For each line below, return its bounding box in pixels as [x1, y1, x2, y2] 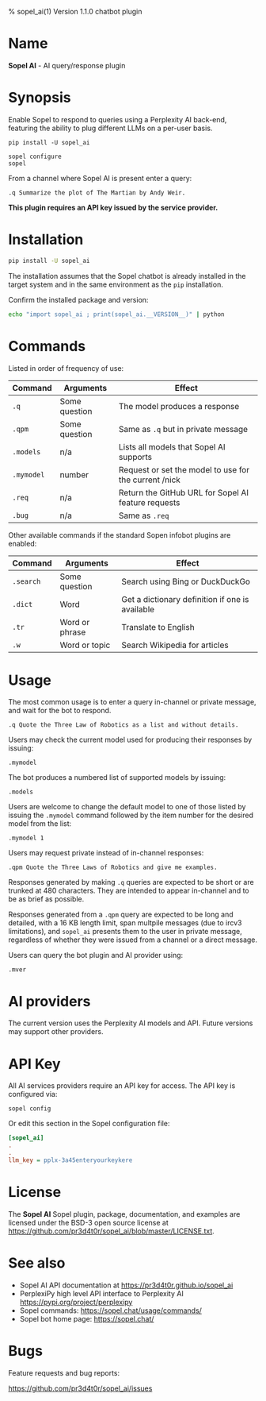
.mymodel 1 [8, 834, 44, 843]
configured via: [8, 1090, 58, 1099]
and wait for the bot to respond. [8, 706, 112, 716]
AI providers [8, 992, 91, 1010]
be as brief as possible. [8, 894, 85, 904]
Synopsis [8, 89, 71, 106]
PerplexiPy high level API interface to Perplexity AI [19, 1288, 184, 1298]
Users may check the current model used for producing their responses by [8, 735, 253, 745]
